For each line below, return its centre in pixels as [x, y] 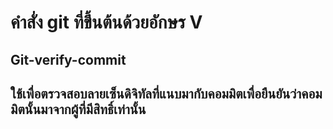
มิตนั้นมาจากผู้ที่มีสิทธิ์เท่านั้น [78, 109]
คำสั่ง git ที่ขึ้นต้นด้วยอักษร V [106, 22]
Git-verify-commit [68, 59]
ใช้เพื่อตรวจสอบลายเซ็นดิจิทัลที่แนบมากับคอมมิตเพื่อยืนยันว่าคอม [166, 93]
